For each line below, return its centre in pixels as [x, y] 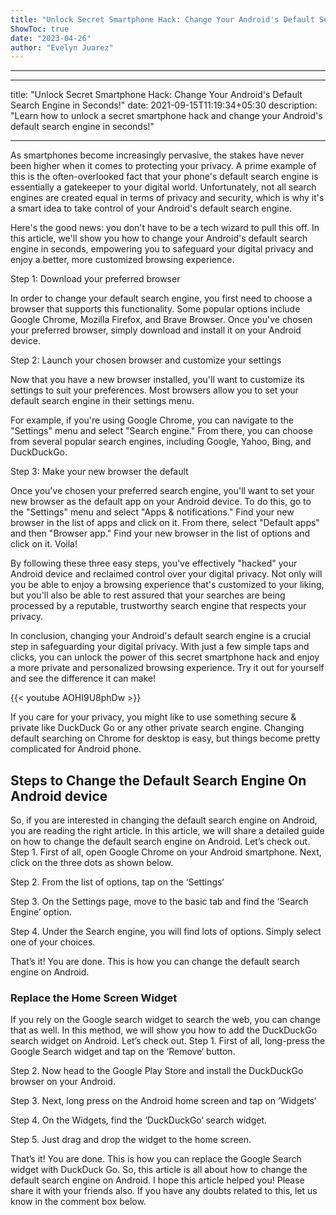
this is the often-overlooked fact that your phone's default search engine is [164, 177]
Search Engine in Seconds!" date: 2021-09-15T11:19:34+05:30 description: [164, 105]
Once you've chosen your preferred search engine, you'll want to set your [162, 491]
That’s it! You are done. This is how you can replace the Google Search [156, 1159]
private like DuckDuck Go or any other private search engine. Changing [157, 728]
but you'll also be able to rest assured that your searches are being [148, 595]
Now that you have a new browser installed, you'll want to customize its [157, 380]
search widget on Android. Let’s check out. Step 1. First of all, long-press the [168, 1041]
